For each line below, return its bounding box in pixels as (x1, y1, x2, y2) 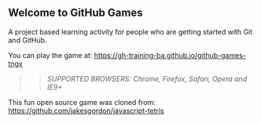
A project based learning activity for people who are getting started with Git (8, 27, 253, 36)
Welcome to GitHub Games (8, 6, 143, 20)
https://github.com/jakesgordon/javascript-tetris (8, 106, 165, 115)
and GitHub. (8, 35, 47, 45)
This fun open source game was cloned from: (8, 97, 156, 107)
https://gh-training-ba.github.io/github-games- (94, 50, 246, 60)
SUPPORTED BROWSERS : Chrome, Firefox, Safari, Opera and (46, 74, 248, 83)
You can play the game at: (8, 50, 93, 60)
